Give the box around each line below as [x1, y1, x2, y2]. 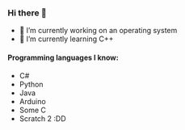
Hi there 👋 [7, 7, 48, 19]
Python [19, 79, 44, 89]
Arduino [19, 96, 46, 106]
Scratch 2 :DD [19, 113, 66, 124]
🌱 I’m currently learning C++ [19, 34, 114, 44]
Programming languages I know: [7, 52, 119, 62]
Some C [19, 105, 46, 115]
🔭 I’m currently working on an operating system [19, 26, 178, 36]
